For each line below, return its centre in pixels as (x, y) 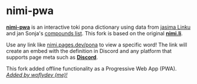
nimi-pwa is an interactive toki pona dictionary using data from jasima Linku (98, 27)
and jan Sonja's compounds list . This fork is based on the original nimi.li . (94, 33)
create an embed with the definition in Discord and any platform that (89, 51)
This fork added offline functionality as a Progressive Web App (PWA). (91, 68)
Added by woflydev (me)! (37, 75)
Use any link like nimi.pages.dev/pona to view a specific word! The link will (97, 45)
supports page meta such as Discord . (52, 57)
